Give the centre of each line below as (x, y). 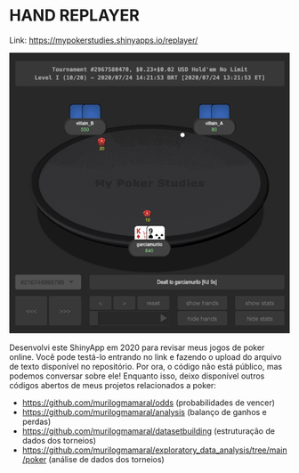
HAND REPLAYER (74, 16)
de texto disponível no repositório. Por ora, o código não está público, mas (146, 366)
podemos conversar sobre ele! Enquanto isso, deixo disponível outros (137, 376)
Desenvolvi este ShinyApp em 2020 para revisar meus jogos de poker (137, 347)
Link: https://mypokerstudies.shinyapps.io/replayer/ (104, 40)
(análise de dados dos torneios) (106, 459)
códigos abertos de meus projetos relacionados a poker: (113, 385)
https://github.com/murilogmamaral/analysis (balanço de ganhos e (144, 412)
